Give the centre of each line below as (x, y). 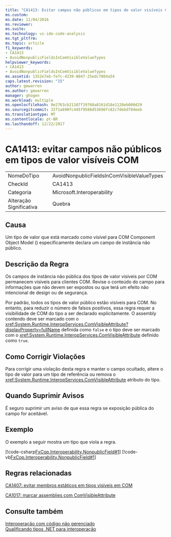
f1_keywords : (19, 48)
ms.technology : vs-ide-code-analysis (45, 34)
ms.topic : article (25, 43)
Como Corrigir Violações (45, 357)
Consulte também (34, 511)
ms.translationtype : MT (31, 115)
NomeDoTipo (24, 176)
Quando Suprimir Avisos (45, 396)
